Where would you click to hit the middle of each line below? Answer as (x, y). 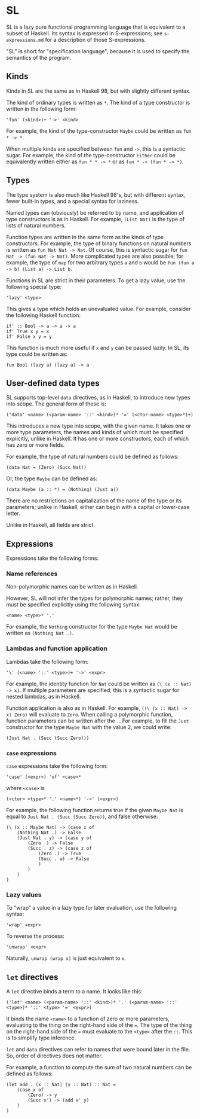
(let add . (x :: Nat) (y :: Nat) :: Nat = (61, 1085)
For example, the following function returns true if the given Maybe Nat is (95, 810)
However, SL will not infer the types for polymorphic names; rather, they (95, 598)
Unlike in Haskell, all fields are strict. (51, 525)
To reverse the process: (35, 936)
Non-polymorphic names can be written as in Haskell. (72, 587)
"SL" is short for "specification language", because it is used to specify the (98, 51)
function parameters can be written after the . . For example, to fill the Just (98, 721)
